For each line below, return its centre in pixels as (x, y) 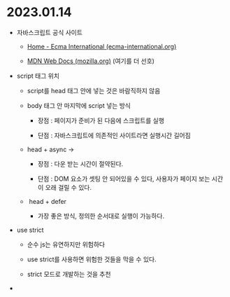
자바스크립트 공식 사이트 (50, 32)
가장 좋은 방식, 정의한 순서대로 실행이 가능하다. (101, 216)
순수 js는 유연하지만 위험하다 (66, 244)
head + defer (48, 201)
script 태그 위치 (38, 76)
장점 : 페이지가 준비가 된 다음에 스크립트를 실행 (101, 120)
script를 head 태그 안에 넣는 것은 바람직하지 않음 (94, 90)
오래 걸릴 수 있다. (69, 187)
